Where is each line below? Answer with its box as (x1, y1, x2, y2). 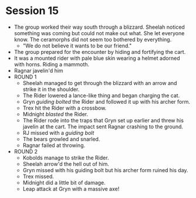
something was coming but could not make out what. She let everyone (13, 29, 185, 36)
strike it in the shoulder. (22, 86, 80, 93)
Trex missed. (22, 173, 54, 180)
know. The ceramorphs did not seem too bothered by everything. (13, 36, 172, 43)
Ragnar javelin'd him (13, 67, 63, 74)
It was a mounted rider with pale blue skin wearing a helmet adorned (13, 54, 180, 62)
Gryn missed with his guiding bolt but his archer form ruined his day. (22, 166, 188, 173)
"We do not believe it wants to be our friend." (22, 42, 132, 49)
